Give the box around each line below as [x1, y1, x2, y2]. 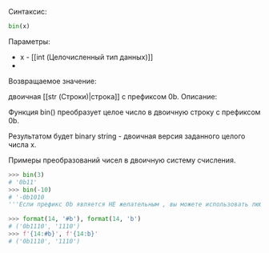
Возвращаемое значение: [8, 76, 97, 86]
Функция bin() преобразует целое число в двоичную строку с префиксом [8, 107, 261, 117]
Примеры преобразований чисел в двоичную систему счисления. [8, 155, 236, 165]
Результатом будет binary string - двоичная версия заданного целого [8, 131, 246, 141]
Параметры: [8, 36, 50, 46]
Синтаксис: [8, 7, 47, 16]
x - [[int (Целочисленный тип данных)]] [19, 52, 154, 62]
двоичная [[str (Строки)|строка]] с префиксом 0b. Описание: [8, 91, 218, 101]
